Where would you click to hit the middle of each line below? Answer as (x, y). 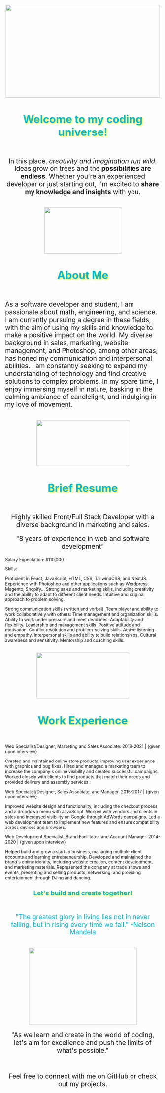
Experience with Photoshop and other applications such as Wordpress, (77, 584)
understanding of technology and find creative (76, 374)
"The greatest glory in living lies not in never (83, 917)
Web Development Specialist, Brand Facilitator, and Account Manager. (76, 836)
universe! (83, 132)
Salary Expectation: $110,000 (34, 560)
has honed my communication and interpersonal (79, 358)
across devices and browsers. (36, 827)
